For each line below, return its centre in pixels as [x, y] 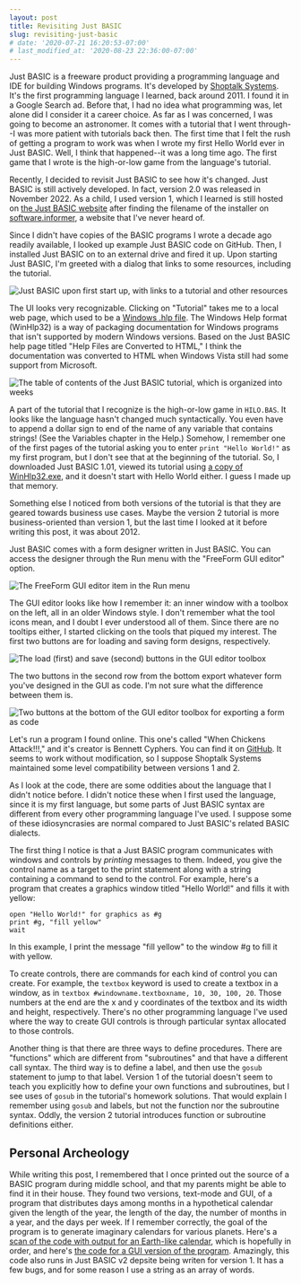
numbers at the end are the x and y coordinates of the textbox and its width [149, 1002]
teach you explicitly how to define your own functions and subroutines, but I [149, 1087]
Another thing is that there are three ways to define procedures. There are [146, 1048]
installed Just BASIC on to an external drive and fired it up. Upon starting [143, 254]
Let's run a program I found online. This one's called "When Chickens [138, 739]
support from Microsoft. [53, 365]
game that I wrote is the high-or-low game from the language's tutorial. [140, 162]
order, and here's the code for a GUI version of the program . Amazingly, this [149, 1250]
